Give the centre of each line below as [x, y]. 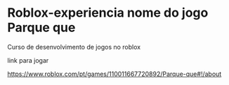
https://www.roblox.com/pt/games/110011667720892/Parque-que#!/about [115, 74]
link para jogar [28, 60]
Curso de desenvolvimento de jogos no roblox [74, 47]
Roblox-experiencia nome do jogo [108, 13]
